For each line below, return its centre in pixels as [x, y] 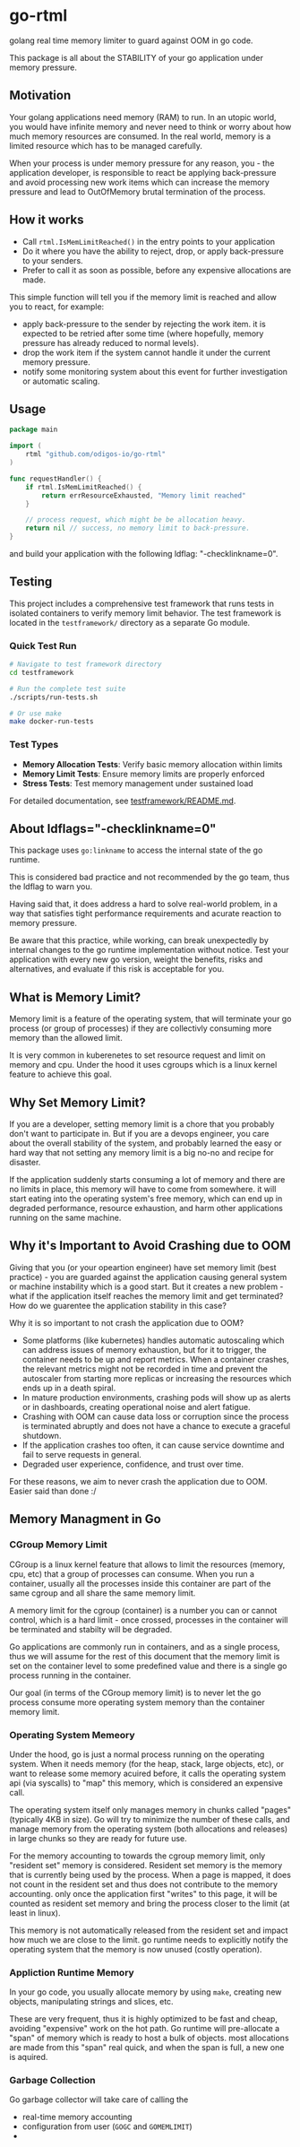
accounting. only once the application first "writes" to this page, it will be [143, 1893]
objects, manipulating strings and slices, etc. [91, 2002]
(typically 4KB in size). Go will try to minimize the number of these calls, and [150, 1819]
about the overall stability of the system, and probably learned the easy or [146, 1143]
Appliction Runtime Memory [72, 1972]
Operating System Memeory [72, 1735]
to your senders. [52, 260]
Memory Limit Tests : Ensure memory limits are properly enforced [144, 774]
